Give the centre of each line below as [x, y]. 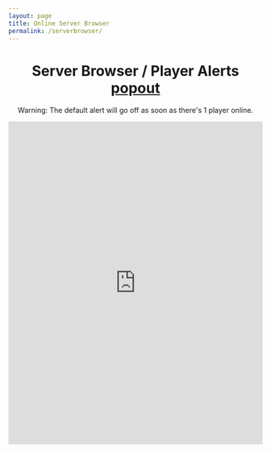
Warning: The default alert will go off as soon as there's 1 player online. [135, 111]
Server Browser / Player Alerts [135, 71]
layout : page [30, 16]
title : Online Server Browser [59, 23]
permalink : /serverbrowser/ [56, 31]
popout [135, 88]
